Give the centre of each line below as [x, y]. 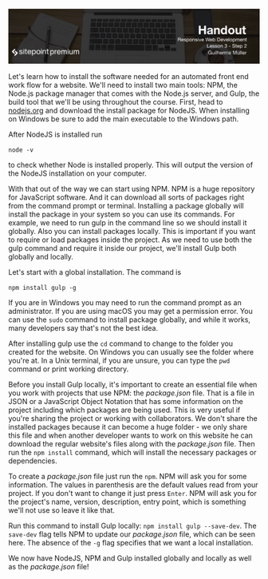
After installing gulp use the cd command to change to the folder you [121, 343]
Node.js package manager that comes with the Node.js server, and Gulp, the [134, 93]
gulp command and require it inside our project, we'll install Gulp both [122, 248]
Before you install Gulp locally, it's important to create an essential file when [133, 384]
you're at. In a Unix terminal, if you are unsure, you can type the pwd [119, 360]
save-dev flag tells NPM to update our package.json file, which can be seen [132, 534]
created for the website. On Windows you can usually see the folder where [131, 351]
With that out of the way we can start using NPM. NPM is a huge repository [132, 188]
